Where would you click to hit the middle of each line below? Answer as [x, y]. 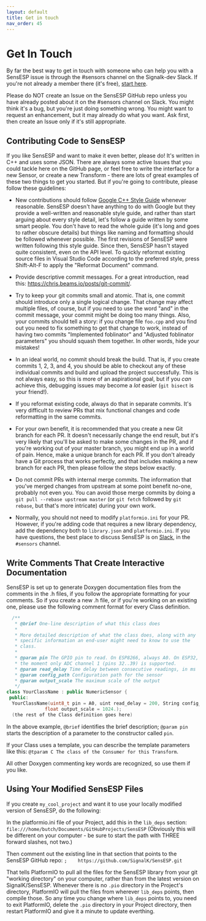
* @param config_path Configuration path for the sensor [89, 675]
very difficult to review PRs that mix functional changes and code [97, 411]
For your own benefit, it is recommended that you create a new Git [99, 429]
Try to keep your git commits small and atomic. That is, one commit [100, 295]
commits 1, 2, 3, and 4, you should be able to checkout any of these [101, 366]
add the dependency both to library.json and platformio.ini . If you [102, 531]
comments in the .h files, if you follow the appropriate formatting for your [98, 593]
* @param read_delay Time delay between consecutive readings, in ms [105, 669]
